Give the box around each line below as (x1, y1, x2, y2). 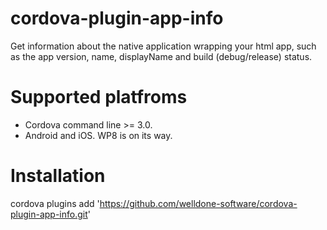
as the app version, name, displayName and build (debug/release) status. (10, 50, 313, 62)
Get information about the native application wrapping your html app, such (10, 40, 317, 52)
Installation (10, 165, 106, 187)
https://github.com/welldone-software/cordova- (99, 197, 298, 209)
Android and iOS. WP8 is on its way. (24, 129, 173, 141)
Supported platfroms (10, 86, 188, 109)
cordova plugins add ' (10, 197, 100, 209)
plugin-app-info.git (10, 208, 88, 220)
